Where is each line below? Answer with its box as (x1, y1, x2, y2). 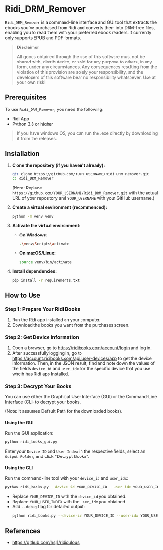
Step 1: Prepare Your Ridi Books (5, 306, 81, 313)
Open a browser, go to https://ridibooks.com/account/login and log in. (12, 345, 152, 351)
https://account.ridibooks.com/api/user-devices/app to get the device (12, 355, 152, 361)
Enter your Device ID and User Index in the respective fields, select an (5, 448, 146, 454)
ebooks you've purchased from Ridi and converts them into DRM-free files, (5, 24, 155, 30)
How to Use (5, 291, 41, 299)
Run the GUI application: (5, 430, 54, 436)
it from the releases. (16, 135, 57, 141)
